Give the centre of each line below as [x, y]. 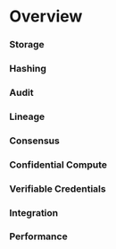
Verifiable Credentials [58, 188]
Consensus [34, 141]
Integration [34, 212]
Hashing [28, 69]
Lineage [27, 116]
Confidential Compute [58, 165]
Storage [27, 45]
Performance [39, 236]
